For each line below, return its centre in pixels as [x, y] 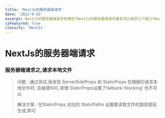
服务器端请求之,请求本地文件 [39, 70]
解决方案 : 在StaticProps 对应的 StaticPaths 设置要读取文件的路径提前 [87, 104]
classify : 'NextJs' [25, 28]
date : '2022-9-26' [24, 14]
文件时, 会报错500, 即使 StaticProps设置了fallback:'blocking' [82, 88]
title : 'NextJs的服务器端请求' [34, 10]
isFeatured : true [23, 23]
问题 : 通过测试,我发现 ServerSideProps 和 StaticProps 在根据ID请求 [85, 82]
